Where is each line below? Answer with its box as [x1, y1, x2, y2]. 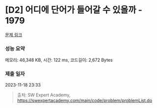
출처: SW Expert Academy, [17, 92, 71, 98]
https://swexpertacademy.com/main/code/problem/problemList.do [17, 97, 153, 103]
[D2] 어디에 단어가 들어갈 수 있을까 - [5, 4, 142, 16]
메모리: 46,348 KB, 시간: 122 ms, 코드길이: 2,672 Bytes [5, 57, 113, 63]
